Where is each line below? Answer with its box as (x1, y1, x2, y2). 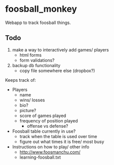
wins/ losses (19, 97, 45, 103)
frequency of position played (19, 118, 78, 123)
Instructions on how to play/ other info (12, 143, 89, 150)
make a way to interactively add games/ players (12, 47, 109, 52)
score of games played (19, 113, 66, 118)
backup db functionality (12, 62, 60, 68)
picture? (19, 107, 36, 113)
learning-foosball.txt (19, 154, 61, 160)
